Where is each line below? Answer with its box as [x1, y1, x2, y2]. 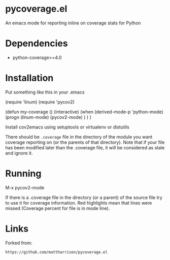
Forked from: [5, 240, 32, 246]
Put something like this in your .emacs [5, 89, 85, 95]
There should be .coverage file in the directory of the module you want [5, 134, 153, 140]
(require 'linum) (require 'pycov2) [5, 99, 75, 105]
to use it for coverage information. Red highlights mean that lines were [5, 200, 152, 206]
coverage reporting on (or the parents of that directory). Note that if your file [5, 139, 165, 145]
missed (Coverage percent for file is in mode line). [5, 205, 110, 211]
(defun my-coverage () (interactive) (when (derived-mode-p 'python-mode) [5, 109, 163, 115]
